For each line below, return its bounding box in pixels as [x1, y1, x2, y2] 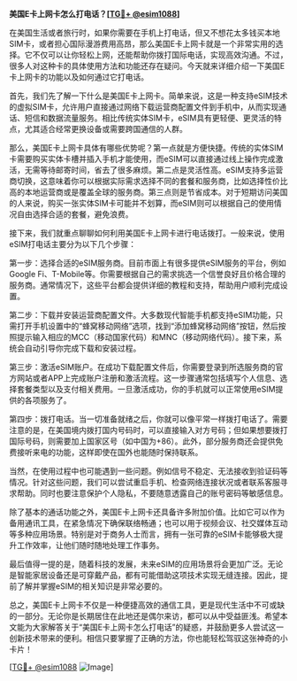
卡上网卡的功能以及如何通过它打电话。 [9, 72, 148, 82]
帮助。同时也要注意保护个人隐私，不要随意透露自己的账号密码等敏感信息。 [16, 488, 288, 499]
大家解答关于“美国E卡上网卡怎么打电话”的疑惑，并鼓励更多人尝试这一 [32, 622, 285, 632]
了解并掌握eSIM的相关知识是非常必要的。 [16, 581, 168, 592]
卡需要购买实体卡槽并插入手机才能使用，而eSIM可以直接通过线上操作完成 [9, 154, 276, 164]
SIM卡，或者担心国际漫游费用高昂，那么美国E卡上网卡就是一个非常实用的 [9, 39, 276, 49]
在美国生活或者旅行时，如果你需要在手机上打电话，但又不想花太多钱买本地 [9, 27, 280, 38]
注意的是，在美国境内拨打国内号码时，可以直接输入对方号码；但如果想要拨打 [9, 425, 288, 435]
